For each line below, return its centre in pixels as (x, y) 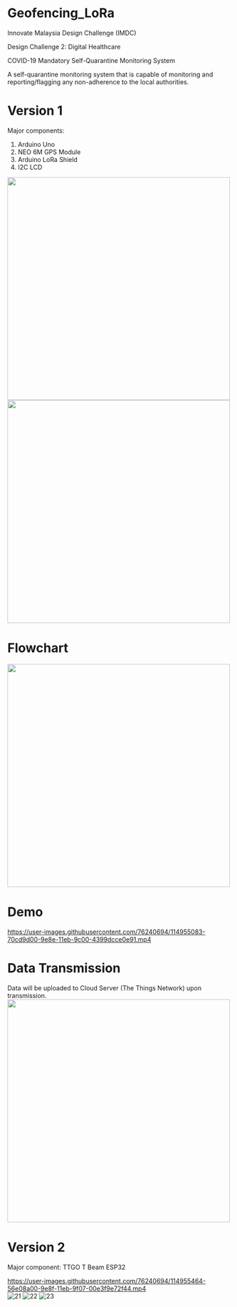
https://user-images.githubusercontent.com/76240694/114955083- (106, 932)
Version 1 (35, 111)
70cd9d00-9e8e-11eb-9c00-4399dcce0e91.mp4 (79, 939)
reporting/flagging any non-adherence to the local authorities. (98, 82)
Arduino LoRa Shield (48, 159)
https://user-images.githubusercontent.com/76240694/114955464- (107, 1281)
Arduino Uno (36, 144)
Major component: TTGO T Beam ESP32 (67, 1267)
